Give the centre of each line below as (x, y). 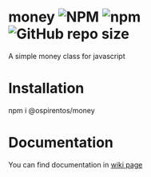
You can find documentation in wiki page (75, 164)
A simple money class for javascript (67, 56)
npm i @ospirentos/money (52, 110)
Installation (46, 88)
